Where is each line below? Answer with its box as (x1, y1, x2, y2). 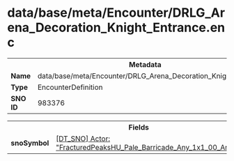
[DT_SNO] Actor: (55, 134, 110, 144)
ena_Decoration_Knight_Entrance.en (7, 20, 226, 36)
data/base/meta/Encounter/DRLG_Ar (7, 5, 225, 21)
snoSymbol (10, 138, 49, 148)
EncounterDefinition (37, 82, 103, 92)
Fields (128, 122, 150, 132)
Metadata (128, 59, 162, 69)
